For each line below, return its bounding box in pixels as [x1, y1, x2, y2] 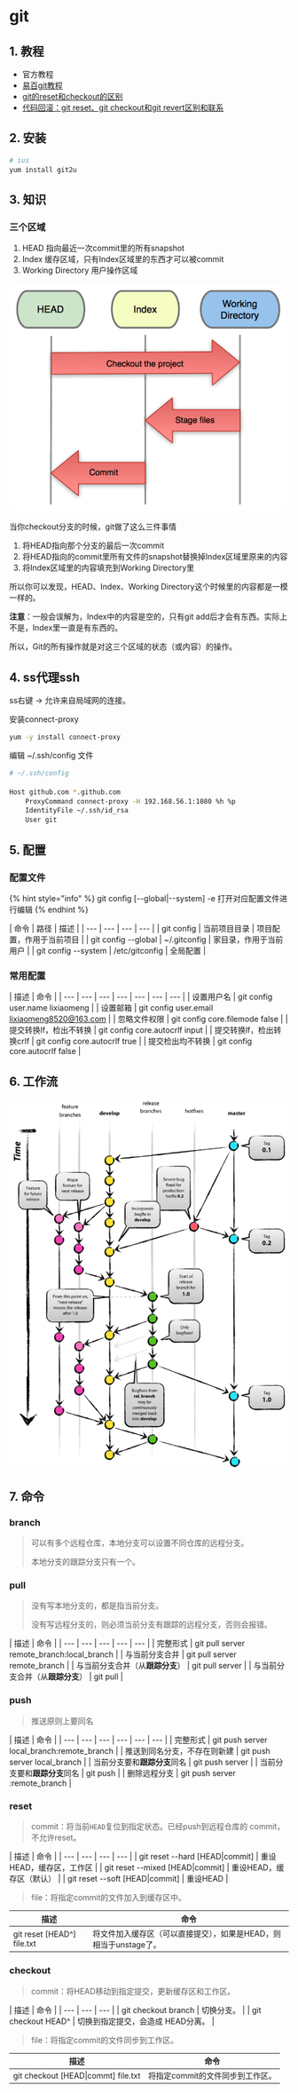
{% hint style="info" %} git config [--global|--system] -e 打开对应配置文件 [9, 892, 280, 903]
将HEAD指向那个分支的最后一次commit [21, 540, 165, 551]
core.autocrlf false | [9, 1046, 82, 1057]
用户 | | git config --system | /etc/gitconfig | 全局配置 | [9, 945, 207, 955]
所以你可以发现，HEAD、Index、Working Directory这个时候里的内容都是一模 [9, 582, 288, 592]
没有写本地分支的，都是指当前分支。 [30, 1600, 164, 1611]
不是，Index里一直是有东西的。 [9, 622, 123, 633]
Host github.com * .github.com [9, 788, 122, 797]
